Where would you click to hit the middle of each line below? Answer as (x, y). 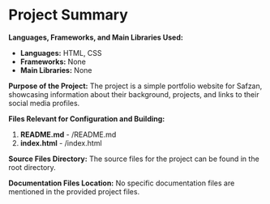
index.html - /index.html (61, 142)
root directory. (32, 167)
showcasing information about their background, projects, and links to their (134, 94)
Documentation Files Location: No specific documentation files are (122, 183)
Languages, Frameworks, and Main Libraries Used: (96, 37)
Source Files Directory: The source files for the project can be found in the (134, 159)
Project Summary (68, 15)
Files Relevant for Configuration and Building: (87, 118)
